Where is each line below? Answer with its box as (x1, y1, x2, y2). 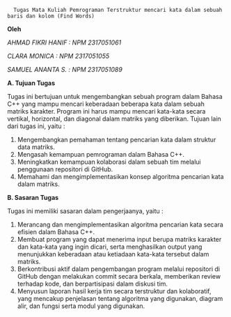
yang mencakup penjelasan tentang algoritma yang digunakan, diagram (17, 295, 223, 302)
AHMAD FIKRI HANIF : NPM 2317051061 (7, 38, 122, 47)
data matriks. (17, 143, 56, 151)
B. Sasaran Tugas (7, 194, 59, 201)
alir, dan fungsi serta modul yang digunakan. (17, 302, 145, 310)
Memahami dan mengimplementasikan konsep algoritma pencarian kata (17, 173, 224, 180)
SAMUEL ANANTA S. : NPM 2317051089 (7, 65, 123, 73)
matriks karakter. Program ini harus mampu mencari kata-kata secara (7, 107, 206, 115)
